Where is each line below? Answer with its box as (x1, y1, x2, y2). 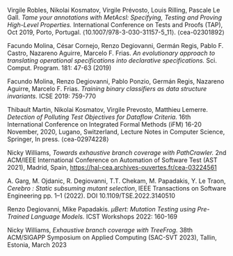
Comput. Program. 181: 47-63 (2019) (7, 64, 112, 72)
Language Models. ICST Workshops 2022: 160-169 (31, 212, 178, 221)
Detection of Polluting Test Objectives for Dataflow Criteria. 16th (7, 113, 191, 121)
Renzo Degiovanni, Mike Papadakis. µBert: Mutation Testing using (7, 205, 196, 213)
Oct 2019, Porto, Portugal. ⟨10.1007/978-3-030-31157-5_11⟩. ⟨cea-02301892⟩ (7, 28, 225, 36)
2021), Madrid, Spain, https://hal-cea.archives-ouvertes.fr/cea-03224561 (7, 163, 217, 171)
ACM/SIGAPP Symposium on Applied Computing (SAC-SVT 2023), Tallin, (7, 233, 217, 241)
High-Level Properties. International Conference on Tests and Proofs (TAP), (7, 21, 223, 29)
